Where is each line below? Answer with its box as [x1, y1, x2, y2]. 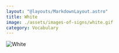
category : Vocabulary [6, 24, 59, 31]
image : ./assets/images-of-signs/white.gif [6, 19, 114, 25]
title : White [6, 14, 38, 20]
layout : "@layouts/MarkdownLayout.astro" [6, 8, 108, 15]
